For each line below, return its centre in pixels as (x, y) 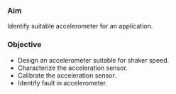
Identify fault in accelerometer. (62, 83)
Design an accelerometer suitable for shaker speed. (93, 60)
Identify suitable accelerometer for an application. (80, 26)
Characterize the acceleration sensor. (72, 68)
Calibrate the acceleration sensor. (67, 75)
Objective (24, 45)
